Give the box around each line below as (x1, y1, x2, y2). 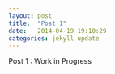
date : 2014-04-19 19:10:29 (8, 27, 107, 35)
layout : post (8, 11, 53, 20)
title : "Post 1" (8, 19, 67, 27)
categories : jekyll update (8, 34, 100, 43)
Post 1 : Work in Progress (8, 56, 92, 66)
